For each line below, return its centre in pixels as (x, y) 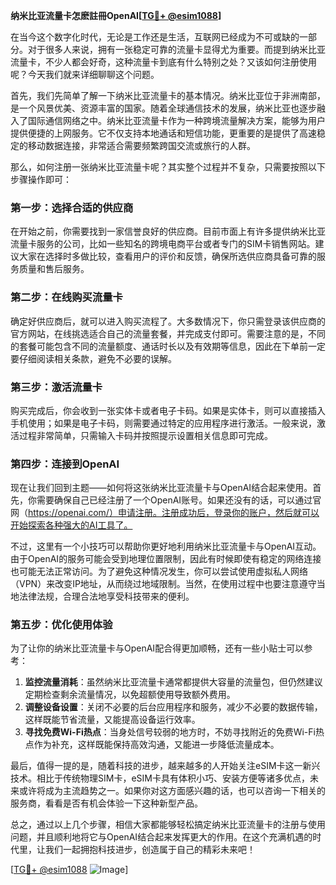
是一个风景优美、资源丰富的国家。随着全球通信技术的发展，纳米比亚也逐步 (163, 108)
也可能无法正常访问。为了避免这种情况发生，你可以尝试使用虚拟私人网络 (159, 571)
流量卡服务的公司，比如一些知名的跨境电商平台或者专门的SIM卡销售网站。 (163, 244)
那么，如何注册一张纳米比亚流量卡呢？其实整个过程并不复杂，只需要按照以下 (168, 167)
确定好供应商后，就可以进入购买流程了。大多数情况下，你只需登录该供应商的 (168, 321)
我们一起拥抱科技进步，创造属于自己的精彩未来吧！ (150, 850)
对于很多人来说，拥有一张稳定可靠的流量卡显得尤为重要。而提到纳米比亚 (176, 49)
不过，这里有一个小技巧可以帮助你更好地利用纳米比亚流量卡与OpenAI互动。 (166, 546)
